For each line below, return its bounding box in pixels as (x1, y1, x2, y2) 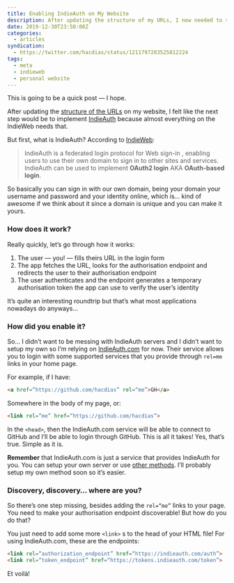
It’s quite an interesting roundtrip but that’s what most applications (7, 296, 197, 305)
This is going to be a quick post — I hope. (7, 94, 127, 102)
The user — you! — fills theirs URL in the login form (17, 253, 165, 262)
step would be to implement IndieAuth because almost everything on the (7, 115, 216, 123)
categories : (7, 29, 42, 37)
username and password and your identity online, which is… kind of (7, 192, 202, 200)
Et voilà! (7, 569, 30, 577)
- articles (13, 36, 45, 43)
